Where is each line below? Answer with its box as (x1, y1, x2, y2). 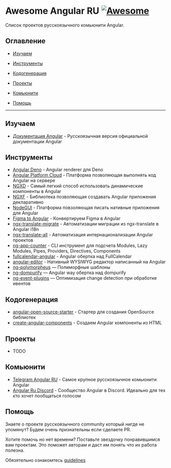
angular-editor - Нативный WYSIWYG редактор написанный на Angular (12, 259, 166, 265)
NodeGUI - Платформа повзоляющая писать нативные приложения (12, 205, 160, 211)
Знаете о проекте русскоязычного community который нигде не (5, 421, 145, 427)
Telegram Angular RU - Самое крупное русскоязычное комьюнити (12, 376, 157, 382)
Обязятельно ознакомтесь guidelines (5, 457, 86, 463)
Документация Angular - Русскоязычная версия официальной (12, 133, 148, 139)
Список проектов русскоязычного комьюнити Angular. (5, 22, 125, 28)
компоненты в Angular (12, 188, 62, 194)
